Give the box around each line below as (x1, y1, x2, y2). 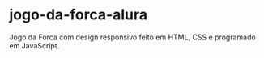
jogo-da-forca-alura (9, 6, 148, 24)
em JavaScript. (9, 40, 60, 50)
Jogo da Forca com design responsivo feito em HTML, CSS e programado (9, 32, 256, 42)
